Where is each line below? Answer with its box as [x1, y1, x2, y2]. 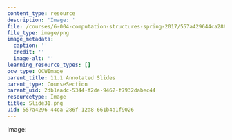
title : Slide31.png [7, 100, 64, 107]
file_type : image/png [7, 29, 70, 37]
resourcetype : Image [7, 94, 67, 101]
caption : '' [13, 42, 48, 49]
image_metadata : [7, 36, 54, 43]
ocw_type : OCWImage [7, 68, 64, 74]
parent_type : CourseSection [7, 81, 88, 88]
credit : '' [13, 49, 45, 56]
